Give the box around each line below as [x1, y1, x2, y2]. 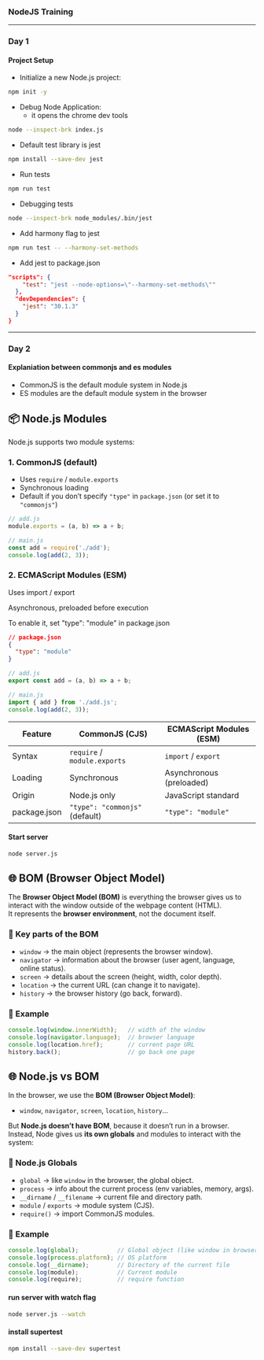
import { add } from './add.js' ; [8, 698, 118, 706]
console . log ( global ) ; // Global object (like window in [8, 1246, 230, 1254]
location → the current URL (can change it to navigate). [19, 980, 200, 989]
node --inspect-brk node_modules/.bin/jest [8, 214, 153, 222]
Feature [22, 728, 53, 739]
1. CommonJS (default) [8, 456, 98, 468]
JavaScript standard [164, 789, 240, 800]
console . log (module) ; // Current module [8, 1268, 178, 1277]
